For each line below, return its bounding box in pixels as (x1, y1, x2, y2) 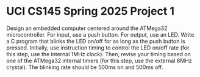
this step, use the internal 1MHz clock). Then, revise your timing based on (6, 50, 191, 57)
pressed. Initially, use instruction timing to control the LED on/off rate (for (6, 44, 190, 51)
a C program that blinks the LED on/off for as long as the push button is (6, 37, 185, 45)
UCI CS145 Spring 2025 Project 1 (6, 4, 175, 18)
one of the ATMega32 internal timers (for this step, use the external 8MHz (6, 57, 192, 64)
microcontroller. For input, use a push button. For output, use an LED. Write (6, 31, 195, 38)
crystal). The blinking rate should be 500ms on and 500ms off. (6, 63, 163, 71)
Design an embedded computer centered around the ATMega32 (6, 24, 168, 32)
